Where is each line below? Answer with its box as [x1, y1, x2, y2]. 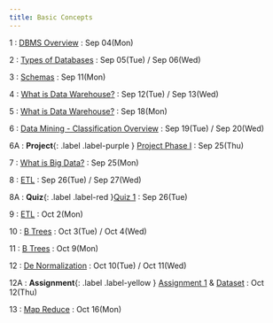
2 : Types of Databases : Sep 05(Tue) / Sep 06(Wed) [9, 54, 201, 65]
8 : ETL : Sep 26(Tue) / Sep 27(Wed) [9, 174, 142, 185]
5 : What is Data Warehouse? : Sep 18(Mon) [9, 105, 168, 116]
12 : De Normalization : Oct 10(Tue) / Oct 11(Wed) [9, 260, 187, 271]
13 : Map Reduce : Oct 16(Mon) [9, 304, 122, 314]
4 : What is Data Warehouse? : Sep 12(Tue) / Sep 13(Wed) [9, 88, 219, 99]
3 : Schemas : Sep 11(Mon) [9, 72, 106, 82]
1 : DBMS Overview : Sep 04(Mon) [9, 37, 134, 48]
